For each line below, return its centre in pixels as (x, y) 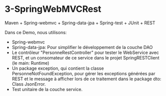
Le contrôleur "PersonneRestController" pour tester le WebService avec (85, 52)
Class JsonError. (29, 84)
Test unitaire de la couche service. (47, 89)
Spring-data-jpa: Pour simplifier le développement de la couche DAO (82, 47)
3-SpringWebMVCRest (53, 9)
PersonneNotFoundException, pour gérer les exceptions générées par (83, 73)
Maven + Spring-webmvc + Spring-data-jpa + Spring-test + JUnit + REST (80, 23)
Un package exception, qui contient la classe (58, 68)
